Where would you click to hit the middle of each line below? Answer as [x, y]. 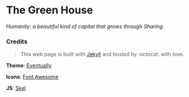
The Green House [50, 10]
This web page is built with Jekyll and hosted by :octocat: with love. [102, 54]
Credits [17, 41]
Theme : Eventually [29, 65]
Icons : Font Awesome [32, 77]
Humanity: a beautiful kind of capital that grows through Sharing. [85, 26]
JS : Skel [16, 88]
